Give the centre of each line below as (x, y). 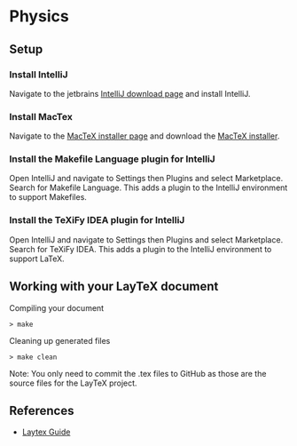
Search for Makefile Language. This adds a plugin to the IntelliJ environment (148, 187)
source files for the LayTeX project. (73, 383)
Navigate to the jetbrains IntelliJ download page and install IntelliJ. (130, 93)
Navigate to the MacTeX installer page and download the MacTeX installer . (145, 136)
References (42, 410)
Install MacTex (41, 116)
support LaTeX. (37, 259)
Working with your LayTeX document (114, 287)
